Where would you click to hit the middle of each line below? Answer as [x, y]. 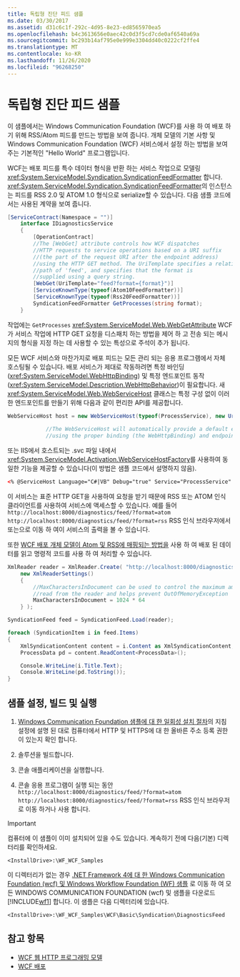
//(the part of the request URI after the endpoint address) [126, 257]
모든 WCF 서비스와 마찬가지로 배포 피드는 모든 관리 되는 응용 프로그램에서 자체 [116, 357]
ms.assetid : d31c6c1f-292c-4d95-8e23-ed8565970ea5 [84, 27]
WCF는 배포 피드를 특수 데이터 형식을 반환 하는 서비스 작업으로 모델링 [104, 168]
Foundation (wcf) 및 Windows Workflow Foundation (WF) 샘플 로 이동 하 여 [116, 884]
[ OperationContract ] [64, 237]
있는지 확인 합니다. [51, 739]
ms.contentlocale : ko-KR [44, 54]
